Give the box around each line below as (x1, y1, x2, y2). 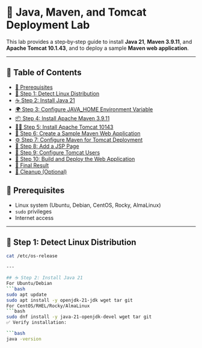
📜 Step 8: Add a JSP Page (14, 142, 79, 150)
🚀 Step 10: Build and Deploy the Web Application (14, 155, 135, 162)
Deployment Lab (6, 18, 90, 32)
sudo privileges (14, 207, 52, 215)
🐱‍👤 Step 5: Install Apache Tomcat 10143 (14, 123, 114, 130)
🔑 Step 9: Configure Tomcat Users (14, 148, 100, 156)
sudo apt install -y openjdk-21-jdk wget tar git (6, 297, 133, 303)
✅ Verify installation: (6, 320, 67, 326)
